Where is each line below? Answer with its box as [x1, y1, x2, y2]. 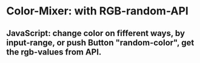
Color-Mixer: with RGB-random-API [6, 4, 189, 18]
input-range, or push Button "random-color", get [6, 37, 195, 47]
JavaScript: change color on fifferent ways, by [6, 28, 185, 38]
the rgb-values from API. [6, 47, 102, 57]
